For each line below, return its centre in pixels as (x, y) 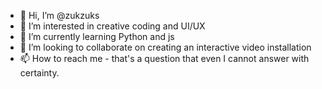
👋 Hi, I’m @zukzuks (59, 15)
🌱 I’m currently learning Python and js (97, 36)
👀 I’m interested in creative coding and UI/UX (112, 26)
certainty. (39, 73)
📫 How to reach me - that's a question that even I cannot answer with (164, 58)
